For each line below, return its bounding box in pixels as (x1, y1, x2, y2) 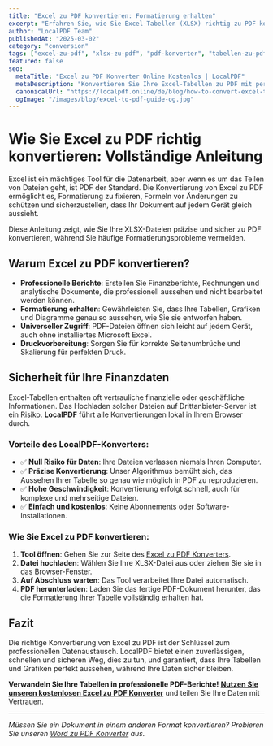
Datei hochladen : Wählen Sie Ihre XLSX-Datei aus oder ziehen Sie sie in (19, 558, 262, 568)
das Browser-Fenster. (19, 566, 93, 577)
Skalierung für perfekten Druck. (19, 347, 127, 357)
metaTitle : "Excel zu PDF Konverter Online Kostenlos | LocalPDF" (15, 72, 245, 80)
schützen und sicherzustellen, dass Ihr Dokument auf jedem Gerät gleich (8, 200, 253, 210)
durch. (8, 418, 31, 427)
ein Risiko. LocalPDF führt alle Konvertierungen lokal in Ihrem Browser (8, 410, 244, 419)
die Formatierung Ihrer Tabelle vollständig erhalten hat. (19, 592, 205, 602)
